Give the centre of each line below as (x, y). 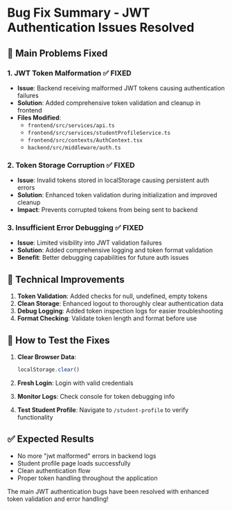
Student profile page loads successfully (74, 463)
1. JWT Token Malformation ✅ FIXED (69, 73)
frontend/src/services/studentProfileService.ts (99, 133)
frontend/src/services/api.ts (71, 125)
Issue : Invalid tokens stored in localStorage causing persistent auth (113, 180)
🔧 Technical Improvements (66, 279)
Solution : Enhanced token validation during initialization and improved (117, 195)
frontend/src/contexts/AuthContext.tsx (85, 140)
